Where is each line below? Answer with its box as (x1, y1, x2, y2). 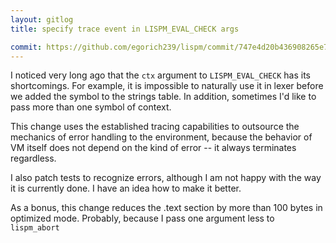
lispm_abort (10, 223, 60, 233)
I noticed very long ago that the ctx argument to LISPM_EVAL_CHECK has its (10, 69, 311, 81)
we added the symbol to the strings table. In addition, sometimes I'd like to (10, 91, 317, 103)
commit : (10, 42, 43, 52)
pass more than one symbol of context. (10, 101, 172, 113)
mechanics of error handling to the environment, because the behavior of (10, 131, 313, 143)
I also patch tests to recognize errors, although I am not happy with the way (10, 172, 322, 184)
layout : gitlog (10, 14, 74, 25)
